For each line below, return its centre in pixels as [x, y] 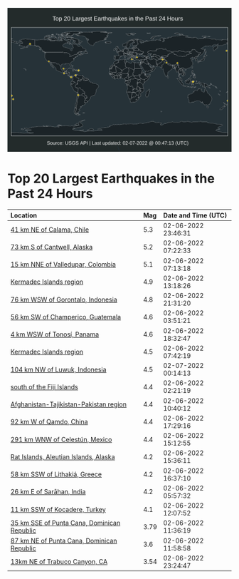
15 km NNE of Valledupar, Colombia [63, 265]
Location [24, 215]
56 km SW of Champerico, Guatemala [66, 317]
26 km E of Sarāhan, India [48, 492]
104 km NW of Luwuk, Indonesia [58, 369]
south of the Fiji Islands [44, 386]
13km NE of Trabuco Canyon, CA [59, 562]
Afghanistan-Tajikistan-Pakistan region [68, 404]
